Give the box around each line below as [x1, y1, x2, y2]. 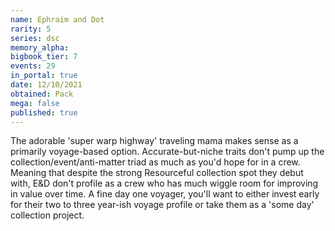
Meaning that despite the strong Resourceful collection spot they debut [10, 167, 304, 179]
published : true [10, 107, 78, 118]
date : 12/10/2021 [10, 80, 83, 90]
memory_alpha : [10, 42, 70, 53]
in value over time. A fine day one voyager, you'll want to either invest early [10, 188, 320, 200]
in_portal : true [10, 71, 78, 81]
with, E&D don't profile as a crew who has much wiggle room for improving [10, 177, 319, 190]
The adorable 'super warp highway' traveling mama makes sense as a [10, 135, 299, 147]
